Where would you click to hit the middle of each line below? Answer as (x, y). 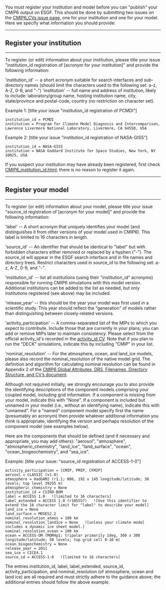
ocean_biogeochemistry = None (36, 544)
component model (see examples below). (47, 426)
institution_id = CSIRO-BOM (34, 492)
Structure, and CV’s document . (37, 375)
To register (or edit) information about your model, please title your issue (79, 206)
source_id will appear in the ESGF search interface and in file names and (79, 257)
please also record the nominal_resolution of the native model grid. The (78, 359)
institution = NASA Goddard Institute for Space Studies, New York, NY (80, 151)
